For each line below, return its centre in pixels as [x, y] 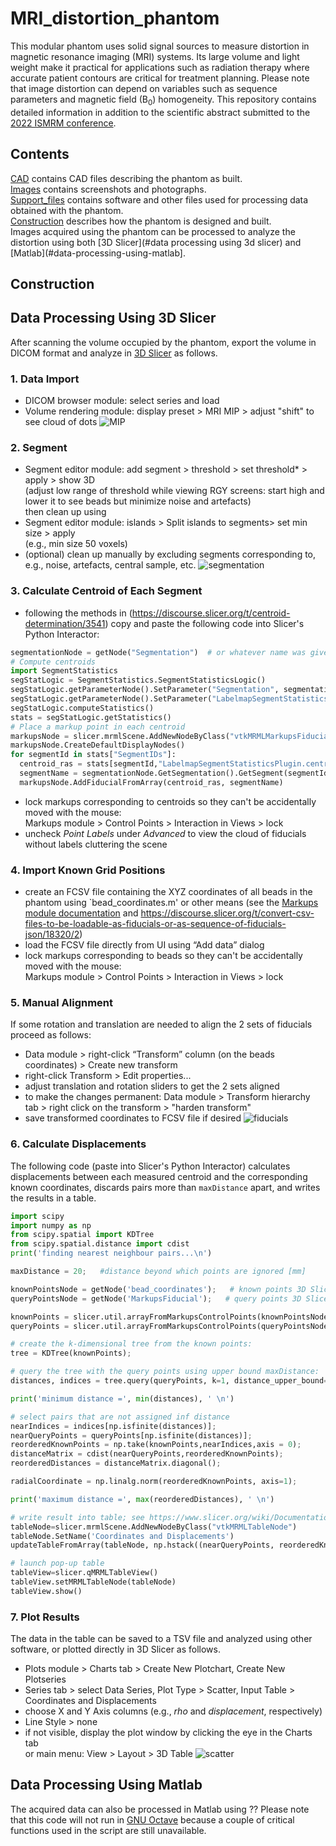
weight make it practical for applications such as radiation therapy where [160, 67]
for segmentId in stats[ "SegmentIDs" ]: [93, 755]
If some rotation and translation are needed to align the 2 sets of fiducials [161, 1024]
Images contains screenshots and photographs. [108, 189]
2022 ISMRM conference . [63, 123]
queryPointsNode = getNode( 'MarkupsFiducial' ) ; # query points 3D [156, 1298]
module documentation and [81, 913]
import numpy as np [51, 1225]
